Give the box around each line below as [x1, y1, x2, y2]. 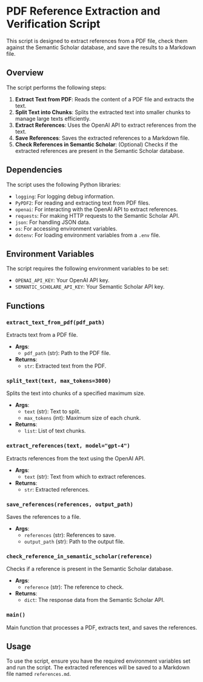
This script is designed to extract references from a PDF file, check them [6, 37, 188, 44]
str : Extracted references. [24, 485, 90, 493]
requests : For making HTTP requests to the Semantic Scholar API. [15, 212, 180, 219]
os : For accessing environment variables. [15, 225, 118, 232]
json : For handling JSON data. [15, 218, 91, 226]
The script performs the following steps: [6, 84, 107, 91]
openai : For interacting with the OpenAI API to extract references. [15, 205, 178, 213]
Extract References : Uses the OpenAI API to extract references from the [15, 121, 197, 129]
